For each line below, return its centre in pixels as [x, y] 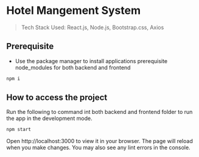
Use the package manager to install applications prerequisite [91, 61]
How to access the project [57, 98]
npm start [19, 130]
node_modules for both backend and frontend [73, 67]
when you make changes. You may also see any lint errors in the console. [98, 148]
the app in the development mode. [49, 118]
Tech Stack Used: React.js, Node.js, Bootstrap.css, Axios [93, 27]
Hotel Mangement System [74, 11]
